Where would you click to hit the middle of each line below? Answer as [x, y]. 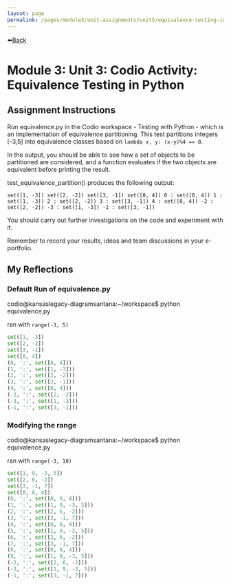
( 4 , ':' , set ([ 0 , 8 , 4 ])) [44, 524]
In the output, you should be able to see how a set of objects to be [101, 155]
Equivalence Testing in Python [96, 85]
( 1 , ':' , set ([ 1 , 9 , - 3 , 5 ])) [51, 505]
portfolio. [20, 247]
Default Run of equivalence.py [59, 289]
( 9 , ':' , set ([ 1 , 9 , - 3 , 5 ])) [51, 556]
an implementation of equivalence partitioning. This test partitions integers [113, 134]
